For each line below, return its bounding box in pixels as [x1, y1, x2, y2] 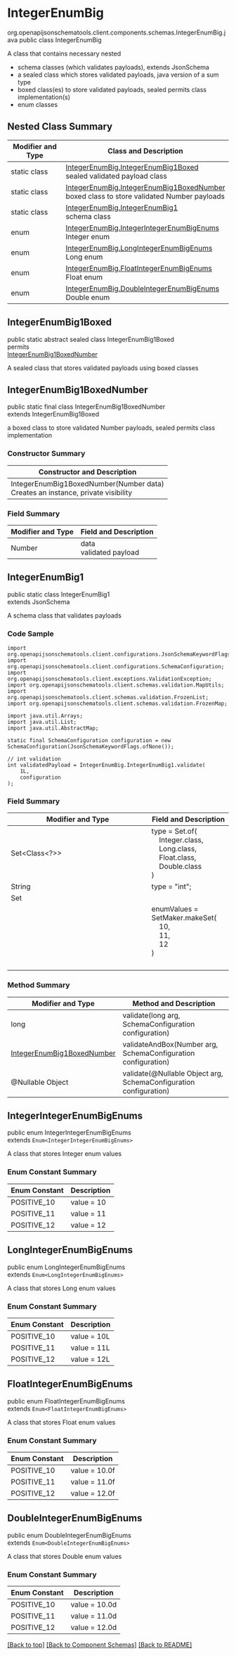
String [11, 881, 31, 891]
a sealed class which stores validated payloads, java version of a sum [17, 70, 219, 79]
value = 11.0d [70, 1611, 117, 1621]
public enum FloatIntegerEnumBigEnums [7, 1396, 125, 1405]
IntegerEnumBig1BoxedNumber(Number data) [11, 478, 165, 488]
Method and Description [132, 998, 216, 1008]
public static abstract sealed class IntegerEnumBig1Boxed [7, 335, 174, 343]
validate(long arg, [122, 1010, 181, 1020]
